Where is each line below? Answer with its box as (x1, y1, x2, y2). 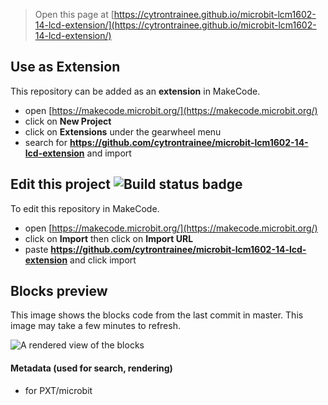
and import (86, 147, 132, 159)
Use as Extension (10, 59, 121, 76)
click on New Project (24, 115, 112, 127)
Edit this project (10, 176, 111, 193)
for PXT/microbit (24, 384, 93, 396)
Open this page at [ (34, 9, 115, 20)
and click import (69, 254, 137, 266)
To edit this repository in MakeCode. (10, 202, 160, 214)
